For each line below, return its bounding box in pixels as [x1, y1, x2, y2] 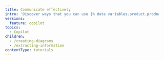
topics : [5, 25, 21, 30]
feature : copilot [9, 20, 45, 26]
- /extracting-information [9, 43, 64, 48]
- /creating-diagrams [9, 39, 54, 44]
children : [5, 34, 25, 39]
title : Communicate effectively [5, 7, 71, 12]
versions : [5, 16, 25, 21]
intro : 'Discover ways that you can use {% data [5, 12, 106, 16]
